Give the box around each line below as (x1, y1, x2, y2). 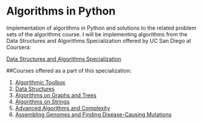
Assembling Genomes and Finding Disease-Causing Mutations (15, 111, 172, 118)
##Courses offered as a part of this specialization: (6, 67, 132, 74)
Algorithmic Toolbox (15, 79, 66, 86)
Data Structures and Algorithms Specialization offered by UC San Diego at (6, 37, 192, 44)
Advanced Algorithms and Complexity (15, 104, 110, 111)
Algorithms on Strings (15, 98, 70, 105)
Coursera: (6, 44, 32, 51)
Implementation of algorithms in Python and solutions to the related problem (6, 24, 197, 31)
